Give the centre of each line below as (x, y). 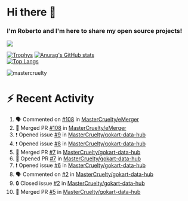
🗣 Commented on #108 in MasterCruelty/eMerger (77, 120)
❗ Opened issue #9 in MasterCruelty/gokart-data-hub (80, 135)
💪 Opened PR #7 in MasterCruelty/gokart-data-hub (78, 159)
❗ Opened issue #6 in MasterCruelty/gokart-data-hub (80, 165)
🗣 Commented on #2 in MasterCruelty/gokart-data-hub (84, 174)
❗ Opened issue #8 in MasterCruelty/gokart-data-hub (80, 144)
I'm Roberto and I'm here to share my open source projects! (95, 31)
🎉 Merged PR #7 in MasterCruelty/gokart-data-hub (78, 153)
